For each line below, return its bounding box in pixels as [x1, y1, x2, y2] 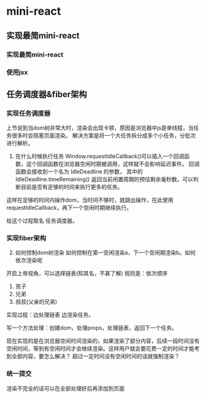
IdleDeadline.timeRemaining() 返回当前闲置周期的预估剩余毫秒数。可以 [15, 176, 194, 183]
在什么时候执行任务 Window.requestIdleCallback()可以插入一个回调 [15, 152, 185, 160]
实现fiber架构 [6, 234, 47, 243]
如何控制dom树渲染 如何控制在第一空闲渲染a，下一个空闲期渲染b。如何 [15, 249, 196, 256]
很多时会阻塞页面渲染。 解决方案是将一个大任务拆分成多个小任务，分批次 [11, 132, 196, 139]
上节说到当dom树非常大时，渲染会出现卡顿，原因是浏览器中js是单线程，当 [6, 124, 194, 131]
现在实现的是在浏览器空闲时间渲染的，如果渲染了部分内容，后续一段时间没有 [6, 337, 200, 345]
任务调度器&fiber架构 [6, 89, 87, 99]
